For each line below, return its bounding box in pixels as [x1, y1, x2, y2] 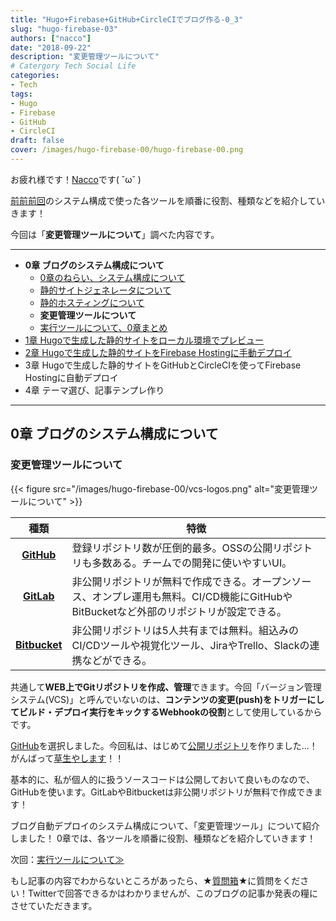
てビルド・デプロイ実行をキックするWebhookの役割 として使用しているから [10, 706, 323, 718]
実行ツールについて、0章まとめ [39, 321, 168, 333]
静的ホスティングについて [39, 296, 145, 308]
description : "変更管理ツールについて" [10, 52, 160, 62]
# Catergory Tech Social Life [10, 61, 137, 71]
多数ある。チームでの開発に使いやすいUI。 [91, 556, 293, 570]
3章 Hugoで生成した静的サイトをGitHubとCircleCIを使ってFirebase [24, 359, 302, 371]
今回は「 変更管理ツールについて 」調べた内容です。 [10, 228, 220, 240]
